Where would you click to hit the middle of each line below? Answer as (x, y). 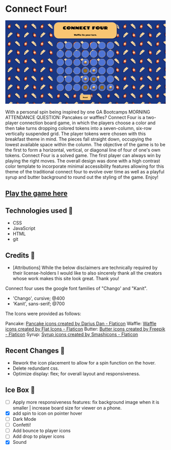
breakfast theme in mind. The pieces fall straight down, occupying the (79, 139)
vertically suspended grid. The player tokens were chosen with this (76, 134)
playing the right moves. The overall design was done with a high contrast (83, 161)
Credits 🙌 (20, 255)
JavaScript (24, 229)
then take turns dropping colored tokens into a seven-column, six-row (79, 128)
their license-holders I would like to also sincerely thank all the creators (87, 273)
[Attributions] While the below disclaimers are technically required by (85, 268)
